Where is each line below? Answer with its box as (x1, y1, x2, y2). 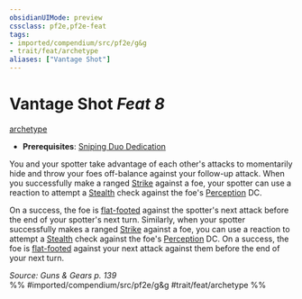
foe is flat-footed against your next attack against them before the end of (9, 242, 280, 253)
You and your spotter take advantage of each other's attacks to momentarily (9, 159, 293, 169)
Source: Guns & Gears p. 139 (9, 269, 117, 280)
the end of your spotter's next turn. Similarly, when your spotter (9, 213, 246, 225)
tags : (9, 30, 30, 39)
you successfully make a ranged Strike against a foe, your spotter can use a (9, 177, 291, 188)
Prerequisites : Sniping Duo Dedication (22, 140, 167, 151)
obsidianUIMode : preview (9, 13, 103, 23)
